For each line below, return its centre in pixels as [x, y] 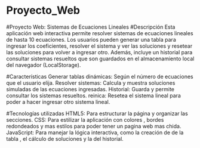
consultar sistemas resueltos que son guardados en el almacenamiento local [100, 58]
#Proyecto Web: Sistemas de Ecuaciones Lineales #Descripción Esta [91, 27]
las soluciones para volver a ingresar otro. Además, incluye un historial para [99, 52]
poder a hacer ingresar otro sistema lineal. [58, 101]
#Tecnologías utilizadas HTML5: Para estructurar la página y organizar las [97, 113]
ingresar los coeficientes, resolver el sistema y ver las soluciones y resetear [99, 46]
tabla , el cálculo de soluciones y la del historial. [65, 138]
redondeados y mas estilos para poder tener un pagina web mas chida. [94, 126]
